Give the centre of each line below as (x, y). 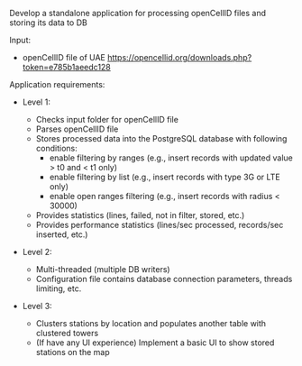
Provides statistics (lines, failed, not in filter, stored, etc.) (140, 215)
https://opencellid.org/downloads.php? (179, 57)
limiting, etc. (59, 288)
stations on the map (73, 352)
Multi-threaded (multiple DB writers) (103, 269)
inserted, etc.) (62, 234)
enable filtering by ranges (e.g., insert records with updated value (171, 158)
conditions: (57, 148)
